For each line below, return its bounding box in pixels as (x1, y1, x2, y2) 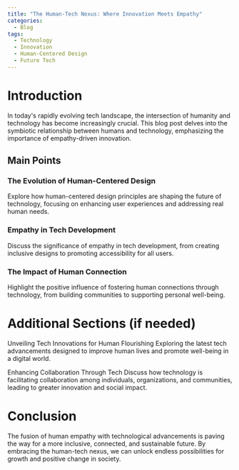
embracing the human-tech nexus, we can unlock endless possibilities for (7, 446, 225, 455)
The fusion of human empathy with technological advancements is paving (7, 431, 225, 440)
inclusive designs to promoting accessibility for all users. (7, 249, 174, 257)
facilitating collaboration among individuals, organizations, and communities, (7, 375, 233, 384)
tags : (7, 30, 24, 38)
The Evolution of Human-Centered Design (7, 176, 156, 185)
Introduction (7, 87, 83, 103)
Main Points (7, 155, 61, 167)
